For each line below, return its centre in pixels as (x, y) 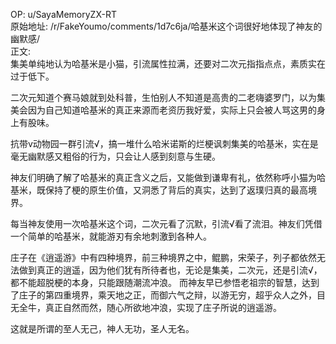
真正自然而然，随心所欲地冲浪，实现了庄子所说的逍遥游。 (163, 307)
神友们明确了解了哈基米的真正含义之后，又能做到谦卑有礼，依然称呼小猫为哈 (168, 177)
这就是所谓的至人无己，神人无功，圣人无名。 (102, 328)
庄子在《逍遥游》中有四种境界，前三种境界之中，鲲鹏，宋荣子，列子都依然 (163, 257)
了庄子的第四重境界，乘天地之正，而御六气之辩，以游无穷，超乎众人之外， (163, 295)
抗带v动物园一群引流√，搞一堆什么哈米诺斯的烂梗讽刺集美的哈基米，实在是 (164, 143)
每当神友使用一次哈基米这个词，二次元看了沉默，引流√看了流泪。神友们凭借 (166, 223)
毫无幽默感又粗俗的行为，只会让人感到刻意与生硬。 (115, 156)
